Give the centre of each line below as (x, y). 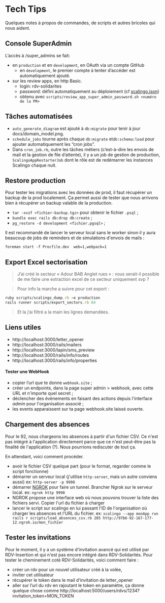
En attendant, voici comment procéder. (45, 456)
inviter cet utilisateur (33, 575)
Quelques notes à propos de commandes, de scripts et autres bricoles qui (80, 23)
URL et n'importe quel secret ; (43, 393)
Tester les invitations (38, 538)
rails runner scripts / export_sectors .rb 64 (50, 302)
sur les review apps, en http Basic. (47, 81)
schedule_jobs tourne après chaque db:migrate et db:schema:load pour (83, 139)
